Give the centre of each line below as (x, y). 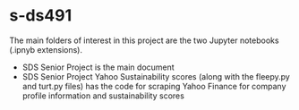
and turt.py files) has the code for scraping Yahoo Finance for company (154, 86)
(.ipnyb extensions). (46, 49)
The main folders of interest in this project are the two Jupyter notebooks (144, 40)
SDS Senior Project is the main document (98, 67)
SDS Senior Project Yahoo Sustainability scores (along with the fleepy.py (156, 76)
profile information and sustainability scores (103, 96)
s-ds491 (41, 16)
